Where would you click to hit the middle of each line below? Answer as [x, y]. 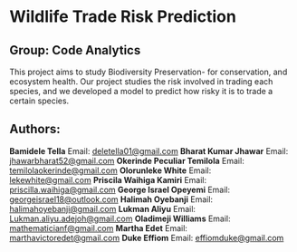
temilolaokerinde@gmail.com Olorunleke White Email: [110, 170]
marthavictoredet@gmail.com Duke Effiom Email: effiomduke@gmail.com [147, 237]
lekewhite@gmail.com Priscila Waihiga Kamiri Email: [108, 179]
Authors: [35, 129]
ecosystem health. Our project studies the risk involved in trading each [141, 82]
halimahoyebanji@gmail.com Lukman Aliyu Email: [103, 208]
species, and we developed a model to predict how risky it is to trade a [141, 91]
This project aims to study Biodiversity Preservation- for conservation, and [148, 72]
